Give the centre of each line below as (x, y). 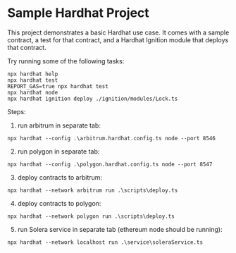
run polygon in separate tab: (58, 151)
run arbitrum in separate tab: (59, 125)
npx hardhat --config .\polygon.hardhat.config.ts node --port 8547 (110, 164)
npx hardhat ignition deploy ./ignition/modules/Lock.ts (93, 99)
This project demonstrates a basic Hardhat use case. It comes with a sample (118, 32)
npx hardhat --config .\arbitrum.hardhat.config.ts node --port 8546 (112, 138)
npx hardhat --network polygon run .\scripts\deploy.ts (91, 216)
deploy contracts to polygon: (59, 203)
